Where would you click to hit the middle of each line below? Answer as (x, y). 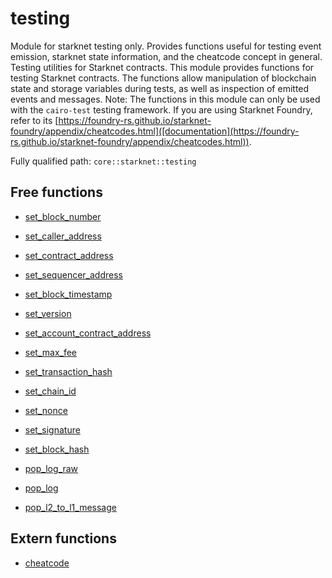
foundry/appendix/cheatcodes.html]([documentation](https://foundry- (155, 131)
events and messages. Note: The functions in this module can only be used (165, 99)
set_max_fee (51, 352)
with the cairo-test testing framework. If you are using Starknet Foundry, (161, 109)
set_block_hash (57, 449)
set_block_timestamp (68, 294)
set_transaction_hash (68, 371)
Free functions (56, 192)
